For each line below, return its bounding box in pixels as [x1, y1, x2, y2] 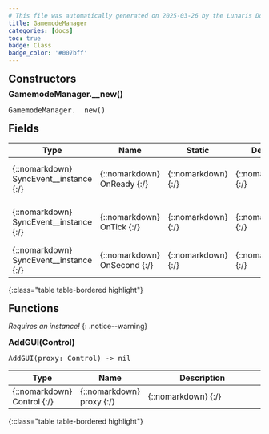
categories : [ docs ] [8, 26, 74, 34]
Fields [8, 122, 40, 135]
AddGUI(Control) [8, 337, 75, 347]
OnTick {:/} [99, 221, 140, 233]
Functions [8, 302, 60, 315]
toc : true [8, 34, 42, 43]
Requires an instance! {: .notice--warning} [8, 322, 148, 331]
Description [179, 372, 226, 383]
